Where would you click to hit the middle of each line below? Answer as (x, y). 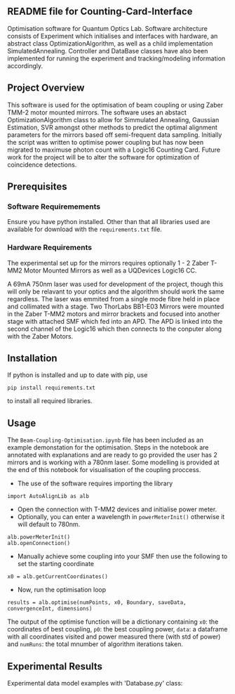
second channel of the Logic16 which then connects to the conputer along (115, 329)
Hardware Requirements (50, 247)
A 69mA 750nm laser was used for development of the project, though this (115, 284)
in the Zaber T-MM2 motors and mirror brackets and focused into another (114, 314)
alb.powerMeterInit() (39, 537)
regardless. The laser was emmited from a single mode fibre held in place (114, 299)
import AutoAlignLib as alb (48, 497)
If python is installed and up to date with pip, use (78, 375)
